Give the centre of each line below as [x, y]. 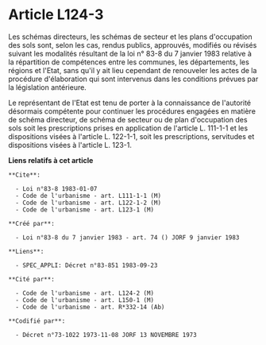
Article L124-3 [56, 15]
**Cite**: [25, 175]
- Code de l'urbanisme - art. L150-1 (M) [85, 300]
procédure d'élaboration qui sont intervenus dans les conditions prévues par [133, 79]
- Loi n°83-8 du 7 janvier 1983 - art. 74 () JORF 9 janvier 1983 [127, 237]
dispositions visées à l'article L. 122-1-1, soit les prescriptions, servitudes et [131, 136]
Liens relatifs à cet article [51, 160]
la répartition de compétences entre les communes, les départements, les [129, 62]
